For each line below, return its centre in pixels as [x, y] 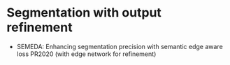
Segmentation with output [84, 13]
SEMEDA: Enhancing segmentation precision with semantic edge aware [120, 46]
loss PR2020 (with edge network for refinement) [86, 54]
